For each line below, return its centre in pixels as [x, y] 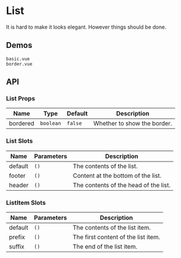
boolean [51, 123]
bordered [22, 123]
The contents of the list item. [112, 228]
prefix [17, 237]
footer [18, 176]
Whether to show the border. [133, 123]
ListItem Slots [26, 202]
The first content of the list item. [116, 237]
